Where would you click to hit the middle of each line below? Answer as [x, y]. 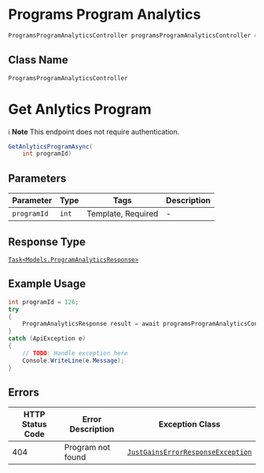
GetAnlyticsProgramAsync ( [50, 146]
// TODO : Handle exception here [75, 353]
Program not [87, 448]
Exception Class [189, 424]
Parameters [37, 178]
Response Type [47, 242]
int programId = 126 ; [44, 302]
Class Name [38, 60]
